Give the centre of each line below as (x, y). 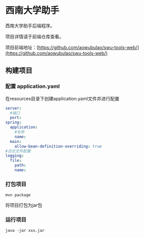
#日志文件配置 (18, 151)
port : (16, 118)
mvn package (18, 195)
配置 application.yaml (33, 86)
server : (14, 108)
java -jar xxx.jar (25, 231)
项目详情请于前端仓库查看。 (35, 36)
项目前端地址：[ (22, 47)
